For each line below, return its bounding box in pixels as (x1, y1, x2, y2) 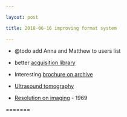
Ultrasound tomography (14, 82, 74, 90)
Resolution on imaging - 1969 (14, 94, 88, 101)
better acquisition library (14, 59, 76, 66)
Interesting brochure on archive (14, 70, 93, 78)
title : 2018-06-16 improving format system (5, 25, 117, 31)
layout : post (5, 14, 39, 20)
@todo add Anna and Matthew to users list (14, 47, 121, 55)
